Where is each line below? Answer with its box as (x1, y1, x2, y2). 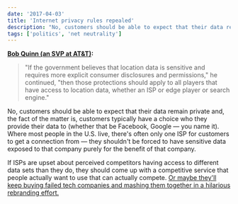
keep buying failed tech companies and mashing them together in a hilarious (7, 181, 231, 190)
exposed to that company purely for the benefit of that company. (7, 144, 196, 153)
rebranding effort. (7, 188, 59, 197)
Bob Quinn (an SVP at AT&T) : (7, 50, 94, 58)
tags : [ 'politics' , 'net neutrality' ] (7, 30, 122, 38)
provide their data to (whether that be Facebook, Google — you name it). (7, 122, 220, 131)
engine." (24, 93, 50, 102)
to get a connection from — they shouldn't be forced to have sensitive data (7, 137, 227, 146)
